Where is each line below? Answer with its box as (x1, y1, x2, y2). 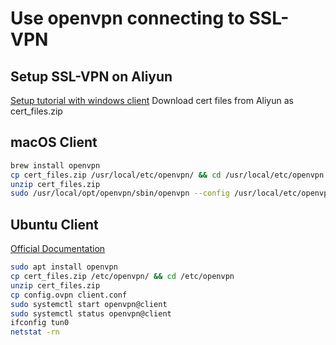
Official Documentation (10, 243, 106, 255)
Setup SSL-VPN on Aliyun (10, 68, 173, 85)
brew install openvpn (10, 160, 101, 171)
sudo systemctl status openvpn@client (10, 308, 172, 319)
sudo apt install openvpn (10, 262, 118, 272)
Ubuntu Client (10, 216, 99, 233)
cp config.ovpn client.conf (10, 290, 128, 300)
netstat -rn (10, 327, 60, 337)
